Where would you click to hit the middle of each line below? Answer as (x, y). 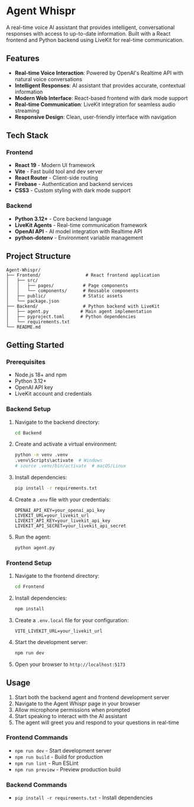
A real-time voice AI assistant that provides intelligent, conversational (90, 27)
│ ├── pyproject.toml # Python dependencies (71, 316)
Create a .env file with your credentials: (63, 499)
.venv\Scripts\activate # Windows (59, 460)
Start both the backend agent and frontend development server (92, 697)
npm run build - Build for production (59, 757)
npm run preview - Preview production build (68, 769)
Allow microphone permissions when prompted (72, 710)
